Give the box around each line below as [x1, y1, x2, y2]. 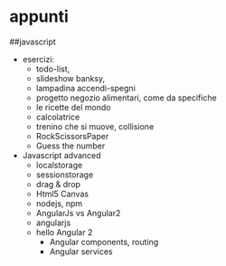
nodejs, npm [35, 197, 83, 209]
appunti [9, 6, 70, 27]
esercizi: [22, 53, 55, 64]
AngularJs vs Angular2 [35, 207, 121, 218]
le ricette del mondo [35, 101, 111, 112]
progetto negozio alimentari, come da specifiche [35, 92, 217, 103]
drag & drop [35, 178, 81, 189]
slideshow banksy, [35, 72, 106, 83]
